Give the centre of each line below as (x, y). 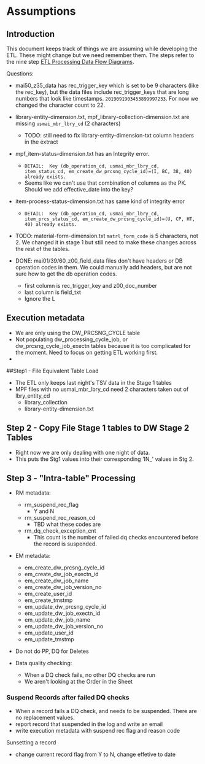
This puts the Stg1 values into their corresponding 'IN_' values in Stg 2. (105, 459)
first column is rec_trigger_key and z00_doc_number (91, 286)
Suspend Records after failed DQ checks (68, 698)
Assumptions (41, 11)
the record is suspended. (65, 544)
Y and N (44, 511)
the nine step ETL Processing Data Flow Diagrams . (70, 62)
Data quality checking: (44, 663)
